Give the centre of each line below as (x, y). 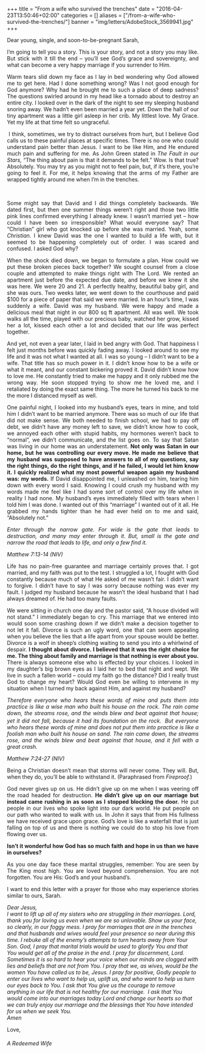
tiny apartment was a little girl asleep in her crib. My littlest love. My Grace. (103, 116)
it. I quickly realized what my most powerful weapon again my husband (103, 472)
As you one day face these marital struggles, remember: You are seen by (103, 864)
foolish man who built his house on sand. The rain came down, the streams (103, 734)
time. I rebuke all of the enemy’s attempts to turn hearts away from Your (97, 939)
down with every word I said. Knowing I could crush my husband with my (103, 485)
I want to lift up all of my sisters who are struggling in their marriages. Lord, (102, 914)
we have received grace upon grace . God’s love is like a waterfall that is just (103, 821)
